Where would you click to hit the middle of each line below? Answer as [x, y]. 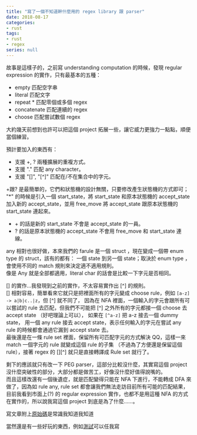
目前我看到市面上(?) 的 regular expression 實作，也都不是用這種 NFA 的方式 [97, 394]
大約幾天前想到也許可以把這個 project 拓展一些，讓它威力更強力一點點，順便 [98, 129]
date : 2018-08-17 [27, 17]
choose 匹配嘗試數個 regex [47, 117]
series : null [22, 50]
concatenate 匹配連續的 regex [51, 109]
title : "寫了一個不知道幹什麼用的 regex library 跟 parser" [76, 11]
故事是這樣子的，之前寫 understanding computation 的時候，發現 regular [94, 67]
